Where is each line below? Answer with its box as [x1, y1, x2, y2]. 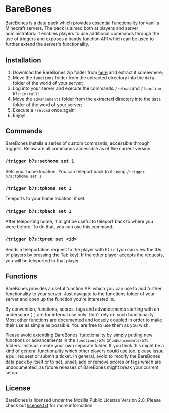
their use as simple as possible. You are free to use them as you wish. [5, 322, 150, 328]
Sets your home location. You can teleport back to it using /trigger [5, 168, 145, 174]
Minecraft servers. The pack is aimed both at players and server [5, 25, 139, 31]
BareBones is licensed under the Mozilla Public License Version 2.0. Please [5, 397, 161, 403]
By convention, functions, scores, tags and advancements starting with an [5, 306, 160, 312]
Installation [5, 56, 41, 65]
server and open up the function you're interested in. [5, 296, 115, 302]
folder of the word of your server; [12, 101, 82, 108]
